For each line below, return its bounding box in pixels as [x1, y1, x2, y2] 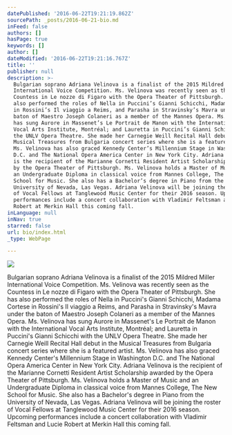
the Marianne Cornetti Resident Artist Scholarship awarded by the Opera [7, 369, 213, 377]
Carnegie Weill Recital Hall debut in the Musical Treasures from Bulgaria [7, 340, 212, 348]
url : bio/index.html [7, 229, 67, 236]
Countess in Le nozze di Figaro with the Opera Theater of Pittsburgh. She [7, 288, 216, 296]
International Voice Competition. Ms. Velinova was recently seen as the [7, 281, 209, 289]
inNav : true [7, 216, 41, 223]
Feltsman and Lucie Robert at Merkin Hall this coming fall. [7, 420, 171, 429]
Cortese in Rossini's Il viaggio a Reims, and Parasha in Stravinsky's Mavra [7, 302, 217, 311]
